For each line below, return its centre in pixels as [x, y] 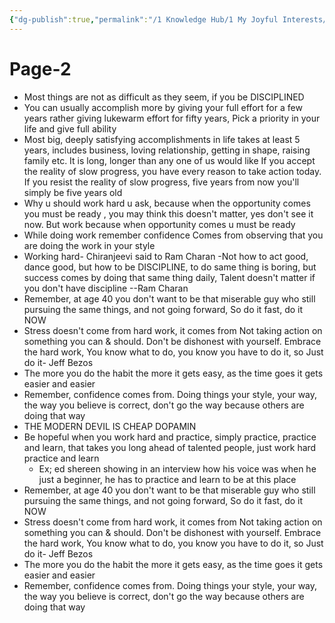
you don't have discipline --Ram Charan [106, 288]
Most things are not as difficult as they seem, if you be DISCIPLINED [164, 97]
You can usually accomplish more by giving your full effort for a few [163, 107]
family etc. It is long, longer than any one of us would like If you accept [169, 160]
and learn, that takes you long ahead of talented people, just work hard [170, 447]
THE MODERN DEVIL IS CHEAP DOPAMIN [110, 426]
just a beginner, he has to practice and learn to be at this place [167, 479]
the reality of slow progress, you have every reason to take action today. [172, 171]
